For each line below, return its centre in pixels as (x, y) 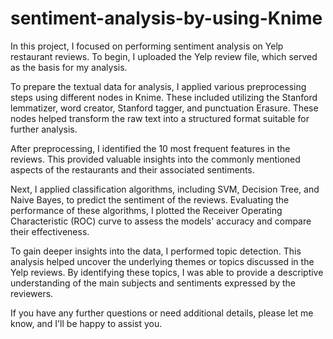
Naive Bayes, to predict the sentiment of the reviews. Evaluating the (150, 199)
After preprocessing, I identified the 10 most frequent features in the (150, 148)
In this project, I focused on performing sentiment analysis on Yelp (147, 46)
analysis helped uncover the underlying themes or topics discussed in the (162, 261)
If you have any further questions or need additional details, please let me (162, 313)
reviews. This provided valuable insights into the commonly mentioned (155, 159)
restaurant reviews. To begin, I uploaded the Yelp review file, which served (164, 56)
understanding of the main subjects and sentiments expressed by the (153, 283)
